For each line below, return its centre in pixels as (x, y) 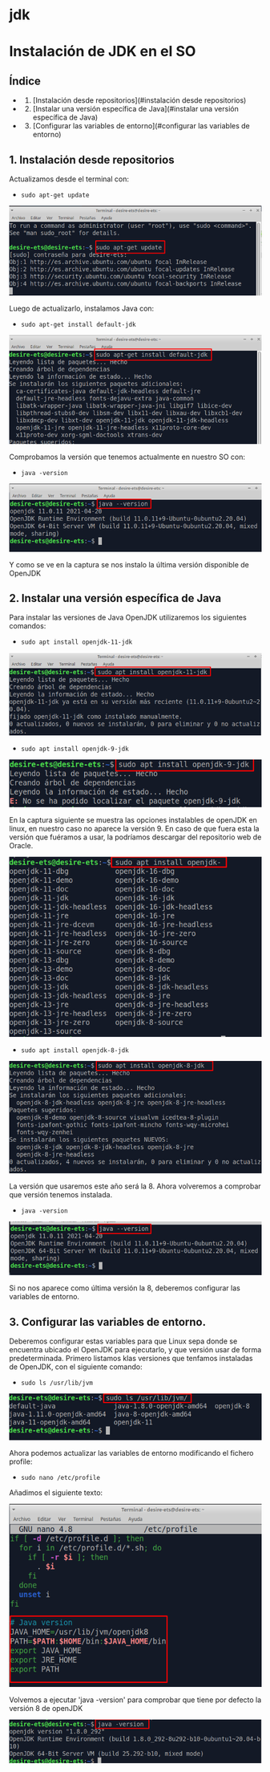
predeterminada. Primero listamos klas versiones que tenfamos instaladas (131, 1359)
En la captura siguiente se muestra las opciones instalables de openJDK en (133, 820)
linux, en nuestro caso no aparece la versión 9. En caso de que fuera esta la (134, 829)
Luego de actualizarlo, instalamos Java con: (82, 309)
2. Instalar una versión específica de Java (115, 598)
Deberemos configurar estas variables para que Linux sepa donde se (123, 1341)
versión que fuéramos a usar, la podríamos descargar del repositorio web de (135, 837)
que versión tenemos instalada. (61, 1195)
